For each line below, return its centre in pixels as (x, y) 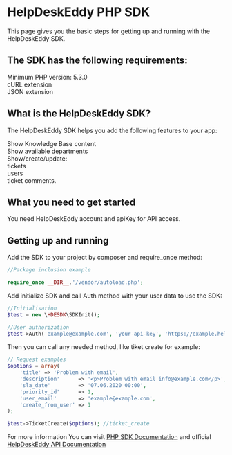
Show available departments (48, 151)
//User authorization (38, 327)
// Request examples (37, 360)
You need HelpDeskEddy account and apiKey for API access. (94, 219)
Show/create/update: (37, 158)
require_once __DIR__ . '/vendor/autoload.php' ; (75, 283)
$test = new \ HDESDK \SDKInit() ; (54, 315)
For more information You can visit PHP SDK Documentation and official (109, 437)
